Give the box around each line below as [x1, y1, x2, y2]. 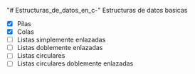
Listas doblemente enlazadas [16, 44, 103, 52]
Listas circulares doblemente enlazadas [16, 59, 134, 68]
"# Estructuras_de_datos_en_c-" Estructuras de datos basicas [6, 6, 188, 14]
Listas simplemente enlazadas [16, 35, 106, 44]
